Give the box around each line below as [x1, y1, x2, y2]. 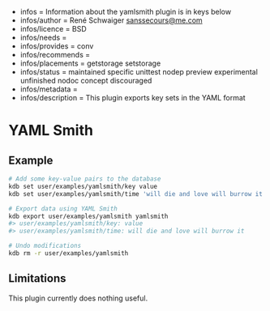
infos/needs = [19, 32, 67, 42]
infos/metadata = [19, 84, 79, 94]
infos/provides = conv [19, 41, 94, 51]
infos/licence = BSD [19, 24, 87, 33]
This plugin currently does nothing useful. [8, 293, 148, 303]
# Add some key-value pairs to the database [8, 175, 161, 183]
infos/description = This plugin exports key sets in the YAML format [19, 93, 246, 102]
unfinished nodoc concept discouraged [19, 76, 152, 85]
